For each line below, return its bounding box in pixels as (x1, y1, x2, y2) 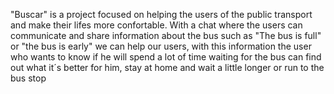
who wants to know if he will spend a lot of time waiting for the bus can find (10, 51, 322, 63)
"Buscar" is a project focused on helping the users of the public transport (10, 9, 313, 20)
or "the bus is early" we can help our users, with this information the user (10, 40, 312, 52)
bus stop (10, 72, 47, 84)
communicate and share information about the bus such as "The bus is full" (10, 30, 322, 41)
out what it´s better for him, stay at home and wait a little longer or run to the (10, 62, 325, 73)
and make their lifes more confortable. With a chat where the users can (10, 19, 303, 31)
